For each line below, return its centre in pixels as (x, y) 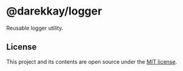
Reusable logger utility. (35, 28)
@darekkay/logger (54, 11)
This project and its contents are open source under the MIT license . (92, 61)
